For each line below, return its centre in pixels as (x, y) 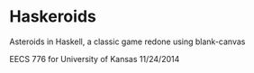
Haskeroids (53, 17)
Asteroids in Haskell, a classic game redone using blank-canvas (127, 41)
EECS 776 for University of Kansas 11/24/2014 (95, 59)
